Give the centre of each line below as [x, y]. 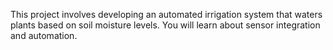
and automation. [44, 35]
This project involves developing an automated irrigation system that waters [166, 14]
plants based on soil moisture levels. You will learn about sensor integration [165, 25]
